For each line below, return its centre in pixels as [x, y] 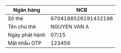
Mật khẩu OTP [25, 43]
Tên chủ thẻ [22, 26]
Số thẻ [16, 18]
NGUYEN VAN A [70, 26]
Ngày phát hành [27, 35]
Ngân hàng [27, 10]
